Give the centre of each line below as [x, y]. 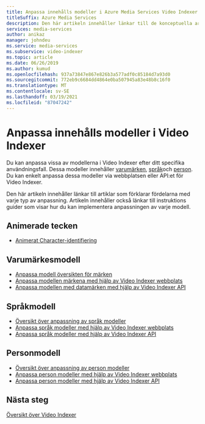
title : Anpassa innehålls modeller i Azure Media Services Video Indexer [102, 12]
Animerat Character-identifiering [56, 241]
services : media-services [39, 29]
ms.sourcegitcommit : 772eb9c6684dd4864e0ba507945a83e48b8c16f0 [88, 80]
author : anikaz [26, 35]
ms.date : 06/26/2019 [33, 63]
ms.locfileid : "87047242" [39, 102]
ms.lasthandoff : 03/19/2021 [42, 97]
